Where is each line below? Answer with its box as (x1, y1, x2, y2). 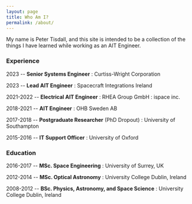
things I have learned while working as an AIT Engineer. (6, 42, 141, 49)
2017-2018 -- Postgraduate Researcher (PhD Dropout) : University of (6, 116, 175, 123)
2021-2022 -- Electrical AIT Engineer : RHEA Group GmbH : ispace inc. (6, 93, 180, 101)
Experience (6, 57, 40, 65)
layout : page (6, 8, 38, 15)
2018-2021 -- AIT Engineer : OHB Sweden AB (6, 105, 118, 112)
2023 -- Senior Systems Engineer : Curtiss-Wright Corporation (6, 70, 161, 77)
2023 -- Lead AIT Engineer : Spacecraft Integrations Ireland (6, 82, 152, 89)
